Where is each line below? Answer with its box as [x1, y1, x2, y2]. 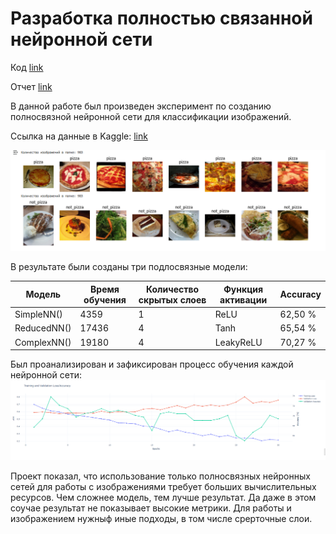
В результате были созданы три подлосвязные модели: [10, 261, 248, 273]
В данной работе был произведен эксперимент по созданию [10, 100, 272, 112]
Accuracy [279, 288, 322, 301]
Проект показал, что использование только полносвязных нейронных [10, 470, 311, 482]
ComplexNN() [14, 336, 72, 348]
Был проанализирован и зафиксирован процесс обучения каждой [10, 358, 294, 371]
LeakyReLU [214, 336, 263, 348]
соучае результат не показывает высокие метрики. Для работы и [10, 502, 292, 514]
